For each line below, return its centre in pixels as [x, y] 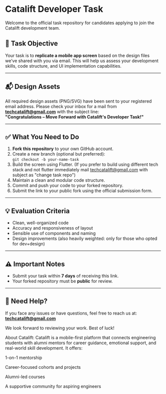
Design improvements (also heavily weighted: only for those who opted [85, 238]
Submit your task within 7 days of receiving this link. [65, 276]
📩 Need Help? [26, 301]
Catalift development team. [33, 28]
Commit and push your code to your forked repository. [68, 186]
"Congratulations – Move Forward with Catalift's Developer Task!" [75, 117]
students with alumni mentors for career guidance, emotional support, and [81, 343]
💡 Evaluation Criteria [38, 211]
